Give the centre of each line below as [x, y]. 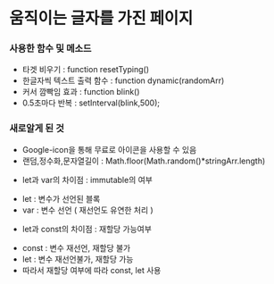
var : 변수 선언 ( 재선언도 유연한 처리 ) [87, 210]
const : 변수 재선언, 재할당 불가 [76, 247]
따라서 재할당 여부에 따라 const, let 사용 [91, 270]
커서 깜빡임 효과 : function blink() [81, 92]
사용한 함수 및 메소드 [50, 48]
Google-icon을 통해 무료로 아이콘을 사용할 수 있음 [109, 149]
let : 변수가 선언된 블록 [61, 198]
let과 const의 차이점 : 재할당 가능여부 [87, 229]
